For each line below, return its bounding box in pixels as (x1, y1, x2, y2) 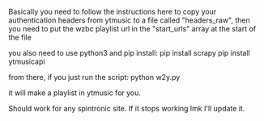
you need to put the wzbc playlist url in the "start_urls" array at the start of (8, 24, 257, 33)
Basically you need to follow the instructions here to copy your (8, 7, 217, 16)
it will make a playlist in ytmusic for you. (8, 88, 142, 98)
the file (8, 32, 32, 42)
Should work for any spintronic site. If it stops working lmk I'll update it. (8, 104, 245, 113)
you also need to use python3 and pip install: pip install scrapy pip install (8, 48, 250, 57)
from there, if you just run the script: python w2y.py (8, 73, 181, 81)
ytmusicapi (8, 56, 45, 66)
